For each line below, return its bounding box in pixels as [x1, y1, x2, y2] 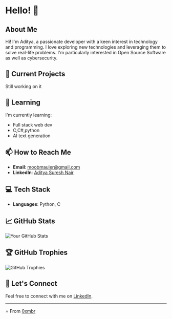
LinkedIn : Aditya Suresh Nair [12, 169, 74, 176]
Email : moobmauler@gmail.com [12, 164, 80, 171]
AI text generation [12, 133, 51, 139]
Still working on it [5, 83, 42, 89]
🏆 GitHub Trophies [5, 248, 68, 257]
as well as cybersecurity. [5, 55, 58, 61]
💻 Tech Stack [5, 185, 51, 194]
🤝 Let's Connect [5, 279, 57, 288]
